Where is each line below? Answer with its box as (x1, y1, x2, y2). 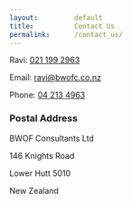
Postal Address (9, 112, 79, 125)
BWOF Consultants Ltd (9, 133, 95, 143)
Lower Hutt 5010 (9, 168, 71, 179)
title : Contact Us (9, 22, 116, 31)
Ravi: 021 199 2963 (9, 55, 80, 66)
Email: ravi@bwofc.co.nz (9, 72, 102, 83)
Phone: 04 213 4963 (9, 89, 86, 100)
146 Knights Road (9, 150, 75, 161)
